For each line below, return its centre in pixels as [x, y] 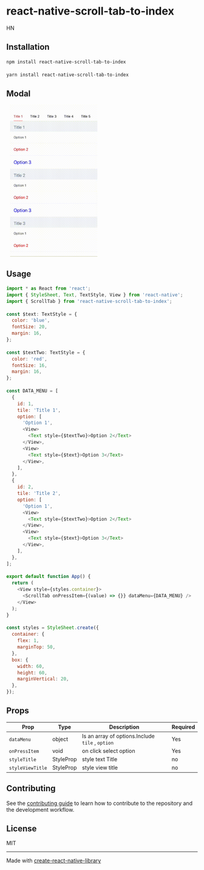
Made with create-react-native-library [54, 861]
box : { [20, 660]
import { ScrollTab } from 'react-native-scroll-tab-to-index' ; [89, 301]
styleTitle [22, 760]
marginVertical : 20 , [43, 679]
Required [183, 727]
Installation [28, 47]
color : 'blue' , [31, 321]
